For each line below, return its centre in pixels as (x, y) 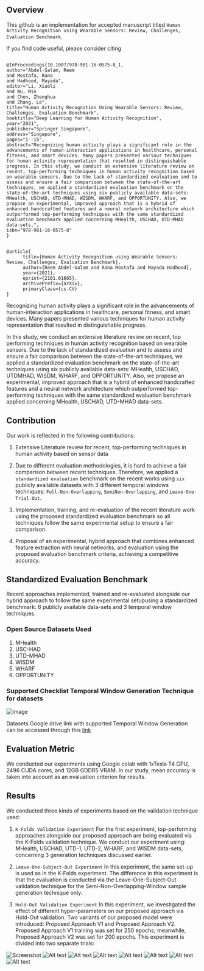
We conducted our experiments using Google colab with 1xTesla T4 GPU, (98, 764)
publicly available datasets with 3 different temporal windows (92, 485)
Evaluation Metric (40, 749)
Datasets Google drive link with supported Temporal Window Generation (97, 724)
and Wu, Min (21, 91)
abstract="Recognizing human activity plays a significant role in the (99, 145)
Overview (25, 10)
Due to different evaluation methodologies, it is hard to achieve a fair (101, 465)
